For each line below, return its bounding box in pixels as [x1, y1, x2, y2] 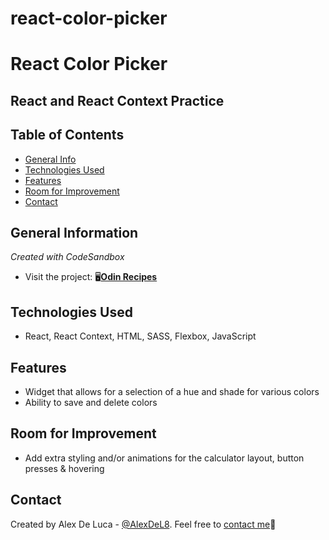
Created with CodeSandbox [10, 251, 125, 263]
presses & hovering [24, 462, 105, 474]
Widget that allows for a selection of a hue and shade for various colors [24, 386, 320, 398]
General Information [10, 224, 139, 241]
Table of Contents [10, 127, 125, 144]
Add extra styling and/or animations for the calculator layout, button [24, 452, 305, 464]
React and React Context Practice [10, 92, 225, 109]
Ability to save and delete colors [24, 397, 158, 409]
